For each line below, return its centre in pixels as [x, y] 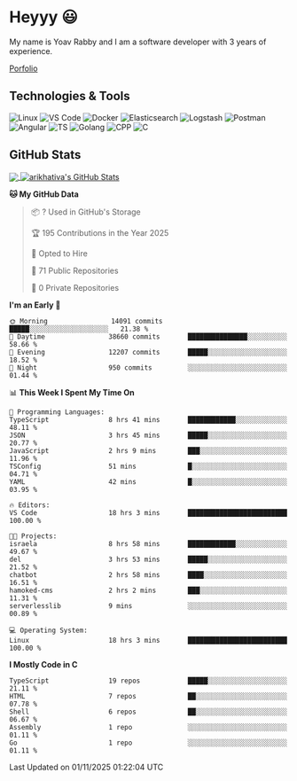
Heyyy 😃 [43, 17]
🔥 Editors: [30, 505]
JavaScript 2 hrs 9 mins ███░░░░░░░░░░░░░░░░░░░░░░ [148, 451]
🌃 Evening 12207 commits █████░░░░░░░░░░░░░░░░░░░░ [148, 353]
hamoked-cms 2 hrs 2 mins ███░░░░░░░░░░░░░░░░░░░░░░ [148, 591]
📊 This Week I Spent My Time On [72, 393]
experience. [31, 51]
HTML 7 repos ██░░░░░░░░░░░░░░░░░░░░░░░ [148, 697]
